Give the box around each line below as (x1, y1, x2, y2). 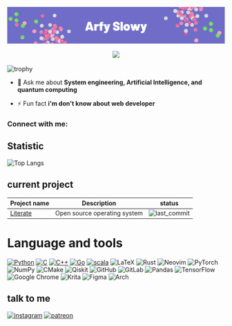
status (159, 199, 179, 207)
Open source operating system (55, 209, 144, 218)
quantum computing (17, 86, 77, 94)
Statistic (7, 140, 44, 152)
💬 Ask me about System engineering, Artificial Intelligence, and (17, 78, 202, 86)
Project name (10, 199, 50, 207)
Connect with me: (7, 119, 68, 129)
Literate (10, 209, 32, 218)
